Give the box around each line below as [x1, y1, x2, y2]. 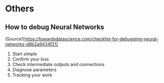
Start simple [12, 51, 37, 57]
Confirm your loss [12, 56, 49, 62]
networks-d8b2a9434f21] [5, 41, 58, 47]
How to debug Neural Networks [5, 23, 105, 31]
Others [5, 3, 35, 14]
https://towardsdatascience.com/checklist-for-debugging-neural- [24, 36, 159, 42]
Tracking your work [12, 72, 53, 78]
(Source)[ [5, 36, 25, 42]
